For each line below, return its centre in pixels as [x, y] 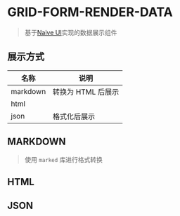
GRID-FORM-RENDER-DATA [90, 12]
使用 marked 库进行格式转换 [64, 159]
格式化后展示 [74, 116]
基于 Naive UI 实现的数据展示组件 [71, 32]
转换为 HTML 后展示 [86, 92]
